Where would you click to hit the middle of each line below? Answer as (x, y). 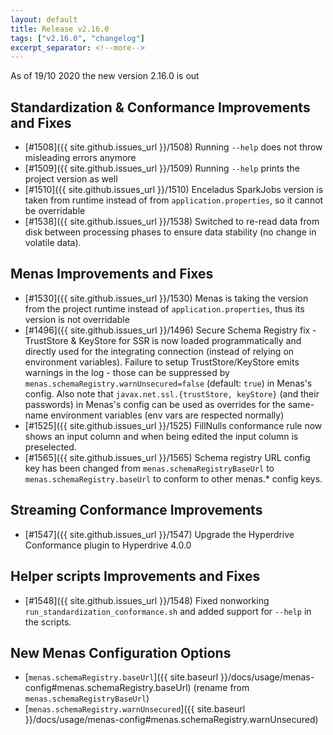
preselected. (50, 447)
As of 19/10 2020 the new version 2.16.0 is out (105, 76)
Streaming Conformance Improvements (136, 510)
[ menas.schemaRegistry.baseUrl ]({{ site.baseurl (121, 677)
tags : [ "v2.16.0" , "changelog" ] (77, 38)
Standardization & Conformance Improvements (160, 107)
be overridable (55, 211)
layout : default (44, 19)
